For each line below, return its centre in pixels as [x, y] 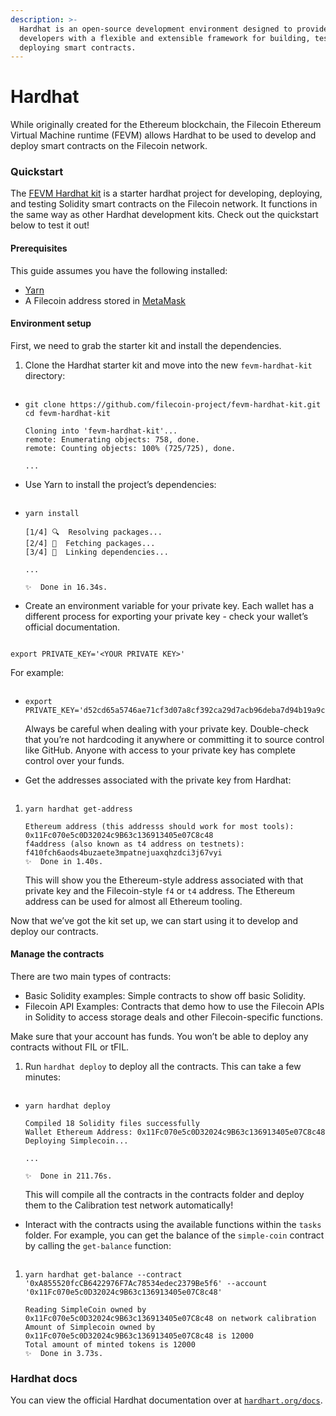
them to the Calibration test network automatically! [129, 1205]
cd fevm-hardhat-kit [67, 413]
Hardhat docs [44, 1379]
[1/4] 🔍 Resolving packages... [93, 532]
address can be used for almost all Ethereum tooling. [133, 901]
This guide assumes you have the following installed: [119, 270]
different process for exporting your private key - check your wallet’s [166, 616]
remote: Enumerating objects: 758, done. [112, 439]
